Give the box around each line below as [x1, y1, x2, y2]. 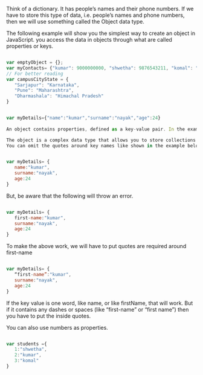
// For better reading [6, 71, 63, 77]
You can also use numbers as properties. [6, 324, 109, 331]
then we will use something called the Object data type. [6, 18, 145, 25]
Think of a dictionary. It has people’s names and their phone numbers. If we [6, 5, 195, 12]
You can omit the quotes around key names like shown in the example [6, 143, 185, 149]
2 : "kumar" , [14, 352, 42, 358]
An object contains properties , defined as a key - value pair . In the [6, 126, 185, 132]
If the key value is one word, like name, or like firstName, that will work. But [6, 299, 193, 307]
